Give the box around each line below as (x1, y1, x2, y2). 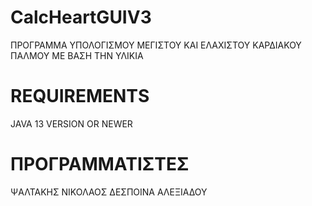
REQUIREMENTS (10, 85, 150, 108)
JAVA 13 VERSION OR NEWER (10, 117, 133, 130)
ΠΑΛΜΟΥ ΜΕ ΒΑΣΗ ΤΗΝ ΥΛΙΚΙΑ (10, 49, 144, 61)
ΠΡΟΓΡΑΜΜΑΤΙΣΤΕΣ (10, 153, 190, 176)
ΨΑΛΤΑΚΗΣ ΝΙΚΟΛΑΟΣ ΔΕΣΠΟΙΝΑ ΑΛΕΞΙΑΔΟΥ (10, 186, 208, 198)
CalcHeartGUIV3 (10, 6, 152, 29)
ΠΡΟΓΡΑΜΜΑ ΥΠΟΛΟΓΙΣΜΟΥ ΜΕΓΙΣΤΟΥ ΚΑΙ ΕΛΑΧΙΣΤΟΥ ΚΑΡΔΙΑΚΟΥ (10, 39, 302, 51)
